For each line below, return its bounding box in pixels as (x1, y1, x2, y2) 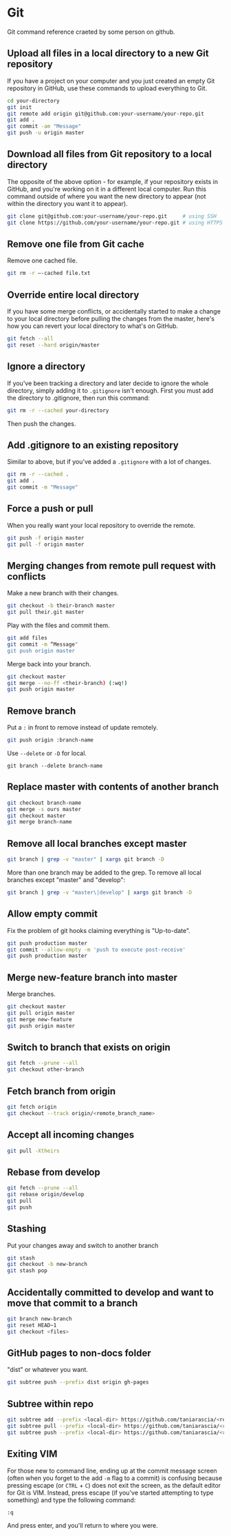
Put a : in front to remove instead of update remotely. (7, 724, 158, 732)
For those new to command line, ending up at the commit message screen (7, 1466, 218, 1475)
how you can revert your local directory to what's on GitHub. (7, 322, 179, 330)
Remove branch (7, 705, 76, 717)
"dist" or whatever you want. (7, 1366, 88, 1374)
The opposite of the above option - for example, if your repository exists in (7, 177, 219, 185)
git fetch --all (7, 336, 54, 342)
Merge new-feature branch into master (7, 972, 177, 983)
